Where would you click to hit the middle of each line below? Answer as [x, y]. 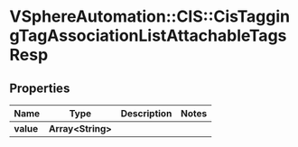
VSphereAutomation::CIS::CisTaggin [150, 17]
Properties [40, 88]
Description [146, 113]
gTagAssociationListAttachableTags [148, 36]
